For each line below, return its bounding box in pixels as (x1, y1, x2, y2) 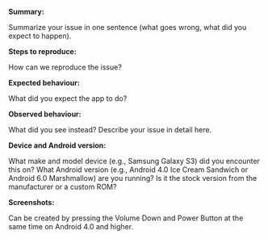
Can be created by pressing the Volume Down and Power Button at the (8, 213, 244, 223)
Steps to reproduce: (8, 47, 77, 56)
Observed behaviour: (8, 109, 82, 119)
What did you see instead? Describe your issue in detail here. (8, 125, 212, 134)
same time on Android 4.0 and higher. (8, 222, 134, 231)
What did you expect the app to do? (8, 94, 128, 103)
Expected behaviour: (8, 78, 81, 87)
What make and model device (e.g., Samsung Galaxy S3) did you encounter (8, 157, 261, 166)
